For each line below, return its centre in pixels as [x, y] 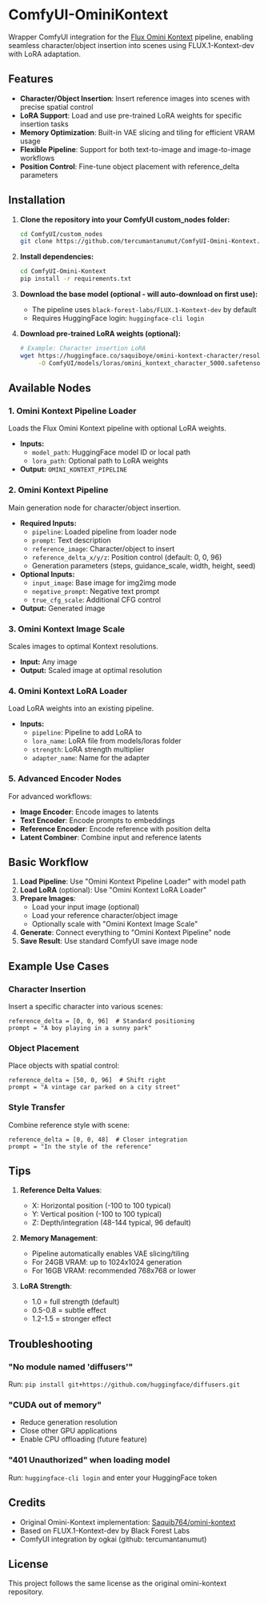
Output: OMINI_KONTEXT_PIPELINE [74, 469]
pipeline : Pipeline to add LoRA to [87, 732]
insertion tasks [44, 124]
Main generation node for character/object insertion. [95, 507]
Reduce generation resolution [68, 1422]
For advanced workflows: [50, 796]
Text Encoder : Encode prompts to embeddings [97, 820]
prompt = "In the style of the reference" [80, 1146]
